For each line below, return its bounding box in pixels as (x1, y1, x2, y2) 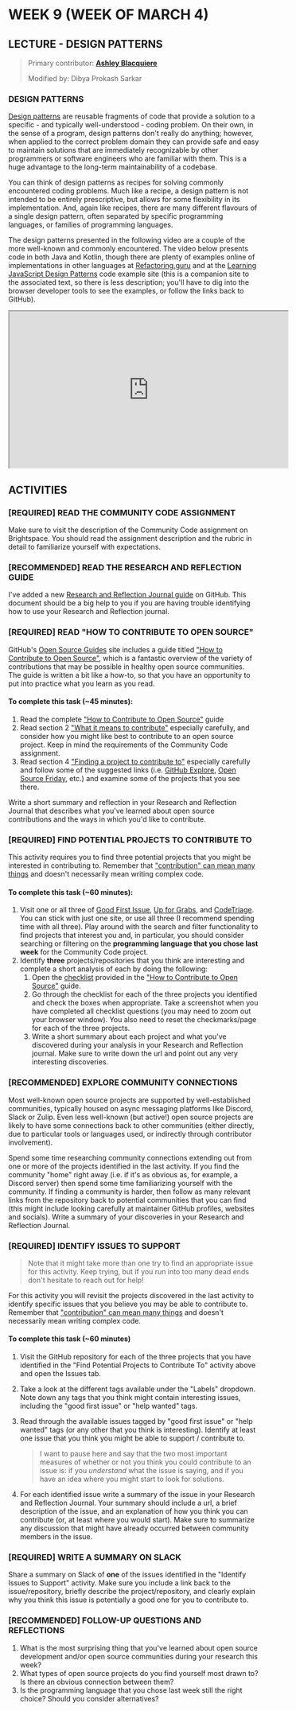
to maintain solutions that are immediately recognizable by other (8, 146, 219, 155)
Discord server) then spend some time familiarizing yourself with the (8, 1178, 233, 1188)
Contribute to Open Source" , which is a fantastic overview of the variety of (8, 653, 253, 663)
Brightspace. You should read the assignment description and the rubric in (8, 533, 252, 542)
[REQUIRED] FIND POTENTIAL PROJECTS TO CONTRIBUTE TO (8, 834, 252, 845)
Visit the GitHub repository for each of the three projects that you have (19, 1352, 251, 1362)
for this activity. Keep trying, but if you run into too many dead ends (27, 1266, 249, 1276)
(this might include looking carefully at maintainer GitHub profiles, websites (8, 1204, 255, 1213)
